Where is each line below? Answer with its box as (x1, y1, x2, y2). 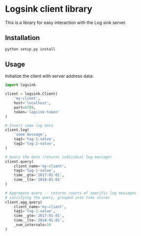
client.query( (5, 159, 34, 164)
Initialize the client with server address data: (5, 73, 94, 79)
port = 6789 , (14, 105, 36, 110)
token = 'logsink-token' (14, 109, 60, 114)
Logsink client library (5, 3, 93, 15)
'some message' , (14, 132, 47, 137)
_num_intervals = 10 (14, 222, 51, 228)
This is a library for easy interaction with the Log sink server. (5, 20, 127, 25)
